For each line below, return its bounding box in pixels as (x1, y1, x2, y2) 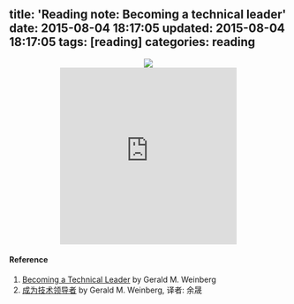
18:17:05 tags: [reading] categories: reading (9, 34, 256, 49)
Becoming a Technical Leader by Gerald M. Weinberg (21, 274, 216, 285)
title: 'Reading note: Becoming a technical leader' (9, 7, 287, 22)
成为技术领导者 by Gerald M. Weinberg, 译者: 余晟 (21, 285, 203, 295)
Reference (9, 255, 49, 265)
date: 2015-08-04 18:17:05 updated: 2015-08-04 (9, 21, 285, 36)
